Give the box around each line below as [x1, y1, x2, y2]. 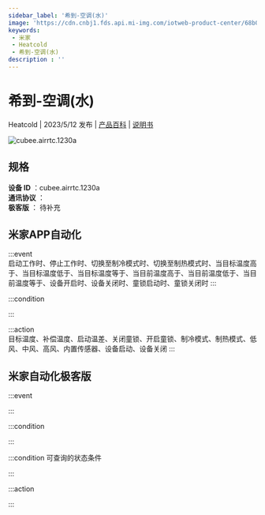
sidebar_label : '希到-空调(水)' [8, 11, 109, 20]
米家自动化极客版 [8, 369, 91, 383]
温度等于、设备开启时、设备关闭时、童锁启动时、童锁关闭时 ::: [14, 278, 217, 288]
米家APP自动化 [8, 228, 81, 242]
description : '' [8, 56, 65, 64]
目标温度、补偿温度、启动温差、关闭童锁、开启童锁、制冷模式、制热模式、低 [8, 334, 257, 344]
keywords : [8, 26, 41, 34]
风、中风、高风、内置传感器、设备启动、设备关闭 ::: [8, 344, 176, 354]
